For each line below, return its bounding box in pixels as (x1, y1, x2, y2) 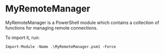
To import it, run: (5, 34, 40, 40)
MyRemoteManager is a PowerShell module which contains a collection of (5, 19, 159, 25)
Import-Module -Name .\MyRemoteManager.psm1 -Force (5, 44, 116, 49)
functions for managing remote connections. (5, 24, 98, 30)
